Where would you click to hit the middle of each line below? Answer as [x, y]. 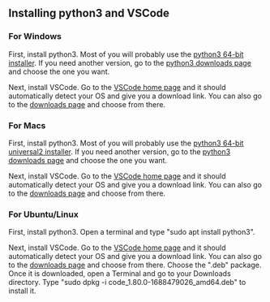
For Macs [27, 125]
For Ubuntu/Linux [43, 214]
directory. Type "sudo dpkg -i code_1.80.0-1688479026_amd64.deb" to [127, 283]
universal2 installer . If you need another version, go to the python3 [120, 151]
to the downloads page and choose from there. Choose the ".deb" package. [135, 265]
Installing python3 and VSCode [89, 13]
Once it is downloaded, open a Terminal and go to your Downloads [120, 274]
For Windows [35, 37]
